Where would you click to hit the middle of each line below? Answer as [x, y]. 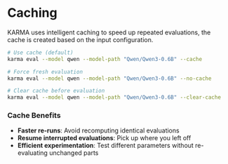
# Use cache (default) [40, 53]
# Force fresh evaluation [45, 71]
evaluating [32, 153]
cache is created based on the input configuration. [80, 39]
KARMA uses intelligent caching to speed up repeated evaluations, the [109, 32]
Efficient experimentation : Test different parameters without [106, 146]
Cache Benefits [34, 116]
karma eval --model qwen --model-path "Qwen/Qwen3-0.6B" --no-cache [109, 78]
